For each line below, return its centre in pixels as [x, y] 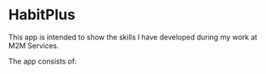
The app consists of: [43, 61]
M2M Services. [34, 45]
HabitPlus [42, 15]
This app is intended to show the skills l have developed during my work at [133, 37]
